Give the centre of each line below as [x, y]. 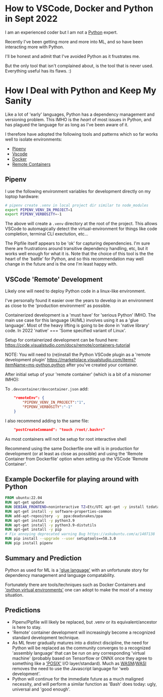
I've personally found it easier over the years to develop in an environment [79, 301]
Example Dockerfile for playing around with [72, 479]
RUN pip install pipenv [29, 543]
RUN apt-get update [25, 502]
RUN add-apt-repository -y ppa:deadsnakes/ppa [54, 516]
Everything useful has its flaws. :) [38, 71]
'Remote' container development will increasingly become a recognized [83, 632]
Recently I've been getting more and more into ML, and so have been [74, 41]
